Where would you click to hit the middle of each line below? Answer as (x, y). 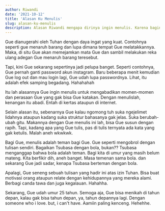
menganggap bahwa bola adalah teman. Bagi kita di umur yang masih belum (82, 153)
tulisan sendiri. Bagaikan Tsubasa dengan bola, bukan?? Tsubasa (71, 148)
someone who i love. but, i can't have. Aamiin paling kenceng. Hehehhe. (78, 203)
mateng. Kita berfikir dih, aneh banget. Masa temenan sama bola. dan (76, 158)
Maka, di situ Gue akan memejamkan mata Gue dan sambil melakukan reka (81, 53)
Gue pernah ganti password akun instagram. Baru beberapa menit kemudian (82, 72)
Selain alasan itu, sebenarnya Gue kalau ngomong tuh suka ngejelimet (76, 112)
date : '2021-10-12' (25, 14)
